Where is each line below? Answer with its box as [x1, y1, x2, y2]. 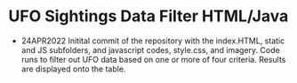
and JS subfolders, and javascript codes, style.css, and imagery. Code [20, 44, 281, 55]
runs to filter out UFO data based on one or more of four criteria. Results [20, 54, 286, 64]
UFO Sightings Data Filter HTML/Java [8, 6, 289, 26]
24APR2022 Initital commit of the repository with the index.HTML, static [20, 35, 285, 46]
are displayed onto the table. [20, 64, 126, 74]
